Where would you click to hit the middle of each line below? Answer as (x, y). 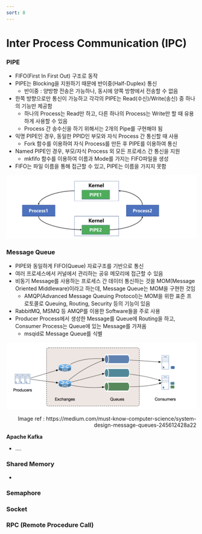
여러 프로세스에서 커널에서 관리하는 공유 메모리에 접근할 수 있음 (89, 273)
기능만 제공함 (37, 106)
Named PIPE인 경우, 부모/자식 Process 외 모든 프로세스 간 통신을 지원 (97, 151)
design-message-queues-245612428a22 (145, 425)
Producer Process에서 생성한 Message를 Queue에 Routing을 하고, (95, 318)
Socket (17, 509)
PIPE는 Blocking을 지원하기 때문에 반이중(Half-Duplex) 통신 (86, 84)
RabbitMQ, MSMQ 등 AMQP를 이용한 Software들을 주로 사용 (88, 311)
